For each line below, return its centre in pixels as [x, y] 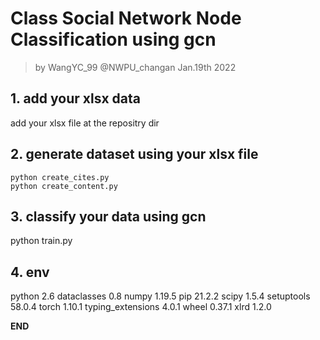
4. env [30, 272]
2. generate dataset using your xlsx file [134, 154]
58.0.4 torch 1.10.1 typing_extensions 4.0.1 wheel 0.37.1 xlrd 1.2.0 [141, 307]
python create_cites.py [60, 177]
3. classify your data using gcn [108, 216]
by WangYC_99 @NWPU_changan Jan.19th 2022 [135, 67]
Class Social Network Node [126, 18]
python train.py [41, 241]
